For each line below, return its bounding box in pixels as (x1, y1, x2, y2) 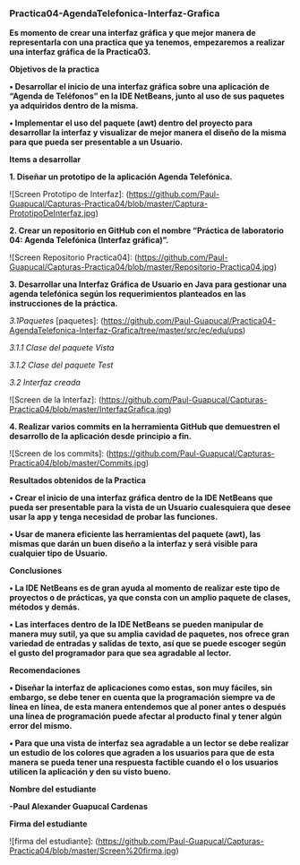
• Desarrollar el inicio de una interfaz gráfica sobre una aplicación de (9, 82, 270, 92)
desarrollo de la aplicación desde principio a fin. (9, 431, 193, 442)
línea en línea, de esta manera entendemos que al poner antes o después (9, 702, 287, 713)
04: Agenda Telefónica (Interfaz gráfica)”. (9, 235, 169, 246)
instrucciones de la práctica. (9, 298, 118, 309)
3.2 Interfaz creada (9, 377, 81, 388)
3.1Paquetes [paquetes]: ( (9, 316, 104, 326)
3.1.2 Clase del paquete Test (9, 359, 114, 370)
